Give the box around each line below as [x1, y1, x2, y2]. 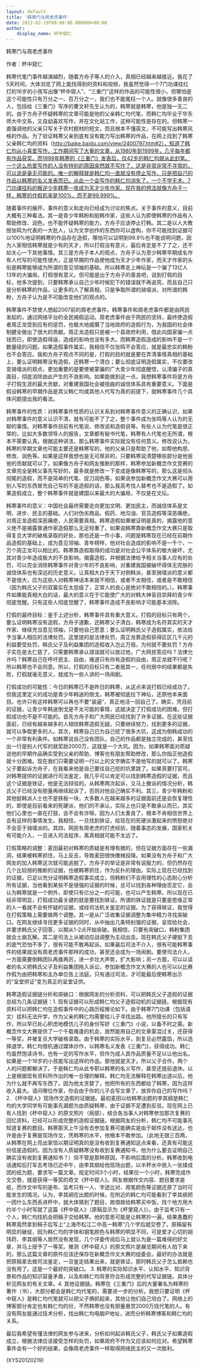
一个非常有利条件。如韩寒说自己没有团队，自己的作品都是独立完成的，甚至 [6, 735, 188, 742]
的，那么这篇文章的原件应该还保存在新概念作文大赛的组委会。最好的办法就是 [6, 1251, 193, 1258]
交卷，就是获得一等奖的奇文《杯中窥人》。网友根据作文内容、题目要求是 [11, 1177, 185, 1184]
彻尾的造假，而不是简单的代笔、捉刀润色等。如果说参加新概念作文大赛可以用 [6, 475, 193, 482]
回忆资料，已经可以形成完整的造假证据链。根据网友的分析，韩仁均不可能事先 [6, 1117, 193, 1124]
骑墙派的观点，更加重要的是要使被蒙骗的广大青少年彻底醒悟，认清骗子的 [11, 366, 188, 373]
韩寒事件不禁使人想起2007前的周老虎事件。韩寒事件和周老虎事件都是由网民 [6, 306, 190, 314]
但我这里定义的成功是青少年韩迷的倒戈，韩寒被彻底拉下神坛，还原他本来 [6, 691, 182, 698]
